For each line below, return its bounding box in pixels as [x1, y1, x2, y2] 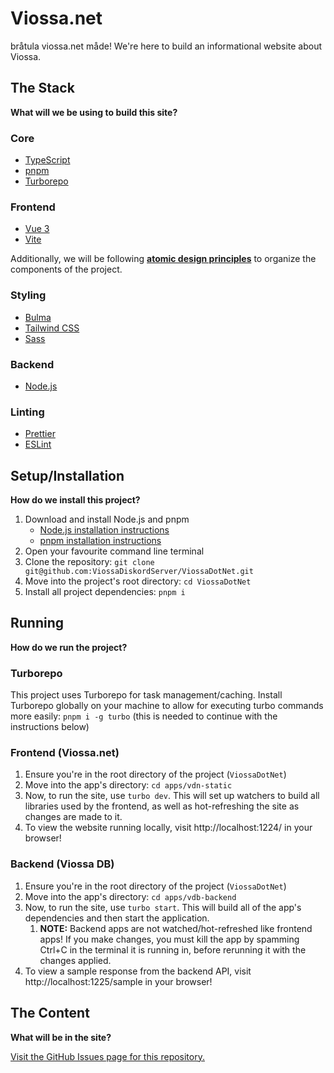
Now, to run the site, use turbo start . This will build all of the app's [24, 901, 302, 913]
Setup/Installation [10, 467, 125, 484]
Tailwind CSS [24, 322, 80, 334]
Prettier [24, 428, 56, 440]
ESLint [24, 438, 52, 451]
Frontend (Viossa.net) [10, 746, 120, 760]
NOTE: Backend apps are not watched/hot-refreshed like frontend [39, 922, 313, 934]
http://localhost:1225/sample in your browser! [24, 975, 213, 987]
